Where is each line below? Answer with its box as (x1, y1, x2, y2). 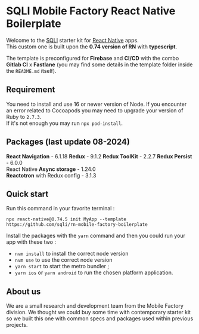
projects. (6, 321, 28, 329)
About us (6, 286, 41, 296)
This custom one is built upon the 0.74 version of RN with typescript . (6, 43, 178, 50)
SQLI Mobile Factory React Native (6, 4, 176, 18)
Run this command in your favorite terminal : (6, 205, 115, 212)
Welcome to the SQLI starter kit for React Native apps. (6, 36, 139, 44)
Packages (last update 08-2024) (6, 137, 130, 147)
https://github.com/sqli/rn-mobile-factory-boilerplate (6, 222, 148, 228)
